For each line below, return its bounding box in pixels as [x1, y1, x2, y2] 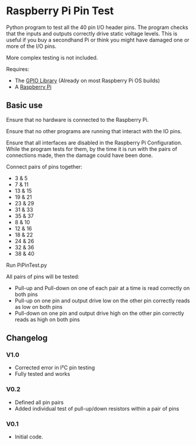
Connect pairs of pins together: [6, 163, 83, 170]
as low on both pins [14, 303, 63, 310]
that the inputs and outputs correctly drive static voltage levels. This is [6, 30, 178, 37]
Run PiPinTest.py [6, 262, 47, 269]
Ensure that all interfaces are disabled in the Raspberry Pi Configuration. [6, 139, 182, 146]
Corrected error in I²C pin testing [14, 364, 95, 371]
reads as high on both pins [14, 315, 80, 323]
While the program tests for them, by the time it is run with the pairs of [6, 145, 178, 152]
